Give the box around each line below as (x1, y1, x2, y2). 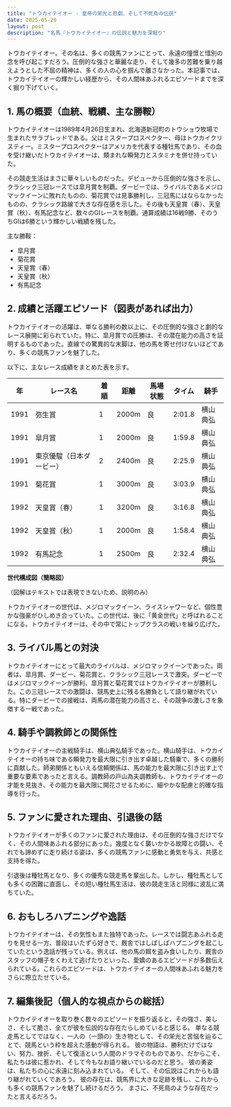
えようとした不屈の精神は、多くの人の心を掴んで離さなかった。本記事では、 (7, 66, 224, 74)
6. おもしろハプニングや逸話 (7, 910, 126, 922)
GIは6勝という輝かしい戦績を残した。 (12, 218, 120, 226)
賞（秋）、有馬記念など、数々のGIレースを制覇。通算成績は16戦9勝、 (7, 209, 201, 217)
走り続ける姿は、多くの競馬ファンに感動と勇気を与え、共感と (49, 848, 224, 856)
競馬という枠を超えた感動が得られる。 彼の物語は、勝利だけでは (25, 1040, 208, 1048)
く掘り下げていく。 (7, 83, 62, 92)
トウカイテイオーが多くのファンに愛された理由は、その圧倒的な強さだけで (7, 831, 218, 839)
